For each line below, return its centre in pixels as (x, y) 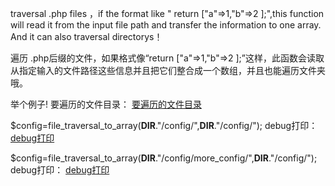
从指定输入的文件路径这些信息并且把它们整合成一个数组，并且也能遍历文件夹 (168, 70)
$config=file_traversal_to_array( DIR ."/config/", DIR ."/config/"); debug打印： (164, 125)
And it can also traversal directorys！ (86, 36)
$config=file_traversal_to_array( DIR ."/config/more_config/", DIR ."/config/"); (164, 158)
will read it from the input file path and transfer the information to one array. (166, 25)
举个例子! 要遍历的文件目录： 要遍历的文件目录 (106, 104)
